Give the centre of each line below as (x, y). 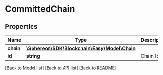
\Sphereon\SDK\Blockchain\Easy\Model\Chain (81, 48)
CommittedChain (40, 9)
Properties (21, 27)
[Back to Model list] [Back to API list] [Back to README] (61, 68)
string (33, 56)
